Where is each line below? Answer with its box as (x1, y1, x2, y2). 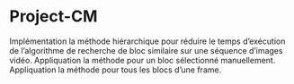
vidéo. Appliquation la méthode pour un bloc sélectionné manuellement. (9, 55, 276, 65)
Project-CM (9, 6, 98, 27)
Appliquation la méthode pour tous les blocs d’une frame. (9, 64, 222, 75)
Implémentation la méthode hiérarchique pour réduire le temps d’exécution (9, 36, 286, 46)
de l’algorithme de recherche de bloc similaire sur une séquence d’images (9, 45, 283, 55)
